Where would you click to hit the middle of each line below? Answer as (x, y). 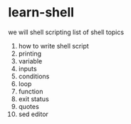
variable (30, 61)
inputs (28, 68)
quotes (29, 106)
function (31, 91)
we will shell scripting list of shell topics (66, 32)
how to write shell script (54, 46)
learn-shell (41, 12)
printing (30, 53)
